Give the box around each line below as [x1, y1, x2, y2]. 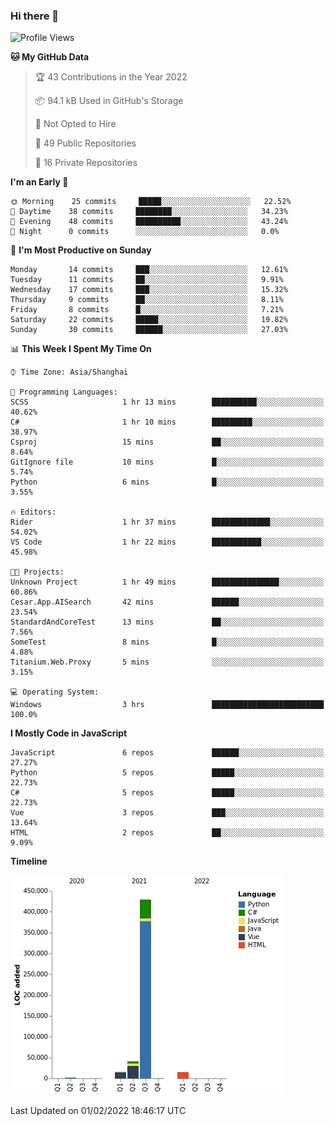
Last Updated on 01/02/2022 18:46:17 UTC [10, 1105, 187, 1117]
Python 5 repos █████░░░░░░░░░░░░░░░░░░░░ [10, 768, 325, 778]
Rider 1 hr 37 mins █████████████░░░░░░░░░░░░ [10, 517, 325, 528]
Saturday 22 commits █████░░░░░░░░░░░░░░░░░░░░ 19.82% [10, 315, 288, 325]
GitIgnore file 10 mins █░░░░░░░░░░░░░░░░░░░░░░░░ [10, 457, 325, 468]
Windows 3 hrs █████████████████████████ [10, 700, 325, 710]
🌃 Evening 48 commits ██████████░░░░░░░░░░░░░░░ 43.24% [10, 217, 288, 227]
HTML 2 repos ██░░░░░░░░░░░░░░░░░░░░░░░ [10, 828, 325, 838]
